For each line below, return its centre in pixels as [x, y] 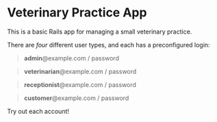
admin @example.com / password [72, 58]
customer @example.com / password [76, 98]
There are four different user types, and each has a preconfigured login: [108, 45]
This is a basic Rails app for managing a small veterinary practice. [100, 32]
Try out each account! [38, 111]
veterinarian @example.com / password [80, 71]
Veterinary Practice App [77, 13]
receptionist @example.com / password [80, 84]
